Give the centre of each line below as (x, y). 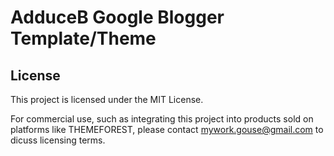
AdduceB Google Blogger (117, 17)
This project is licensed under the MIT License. (107, 99)
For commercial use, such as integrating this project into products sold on (162, 119)
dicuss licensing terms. (58, 140)
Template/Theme (83, 38)
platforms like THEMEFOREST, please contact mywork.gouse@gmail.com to (167, 129)
